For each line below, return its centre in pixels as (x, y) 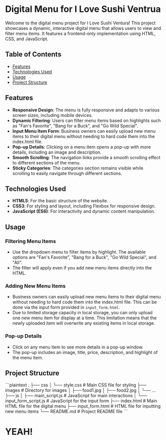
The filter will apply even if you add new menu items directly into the (82, 268)
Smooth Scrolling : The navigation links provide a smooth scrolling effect (86, 157)
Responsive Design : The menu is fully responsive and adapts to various (86, 110)
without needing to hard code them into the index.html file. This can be (84, 302)
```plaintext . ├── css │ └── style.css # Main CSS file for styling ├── (76, 385)
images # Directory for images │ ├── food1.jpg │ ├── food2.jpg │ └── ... (81, 390)
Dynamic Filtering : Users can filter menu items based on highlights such (86, 120)
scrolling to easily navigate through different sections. (67, 173)
